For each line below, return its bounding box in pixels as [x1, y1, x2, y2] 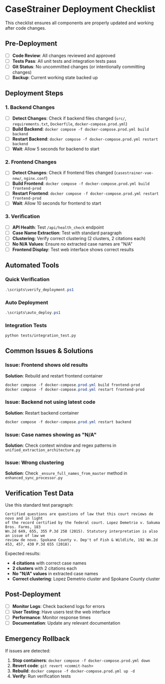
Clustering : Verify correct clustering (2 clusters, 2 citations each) [12, 235, 146, 241]
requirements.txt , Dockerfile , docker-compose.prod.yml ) [12, 121, 127, 127]
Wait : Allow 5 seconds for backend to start [12, 146, 100, 152]
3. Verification [5, 213, 41, 220]
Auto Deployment [5, 299, 48, 306]
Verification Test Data [5, 489, 74, 497]
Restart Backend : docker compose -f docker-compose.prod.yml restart [12, 136, 158, 142]
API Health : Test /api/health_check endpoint [12, 224, 104, 230]
